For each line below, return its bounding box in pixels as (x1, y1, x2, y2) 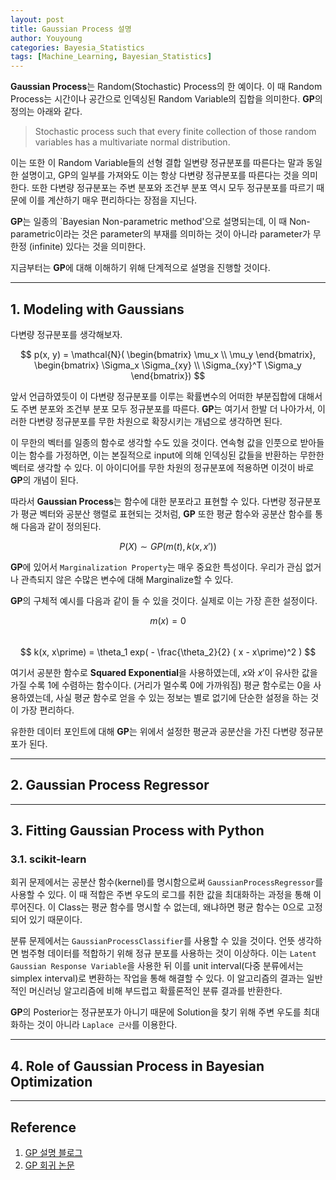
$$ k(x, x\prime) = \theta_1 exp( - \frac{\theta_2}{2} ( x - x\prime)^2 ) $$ (19, 646, 317, 658)
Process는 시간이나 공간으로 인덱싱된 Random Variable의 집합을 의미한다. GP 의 (10, 93, 323, 105)
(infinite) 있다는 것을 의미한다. (28, 241, 147, 253)
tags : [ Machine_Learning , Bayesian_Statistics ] (10, 52, 213, 62)
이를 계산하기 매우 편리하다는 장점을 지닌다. (28, 194, 198, 206)
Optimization (10, 1073, 93, 1090)
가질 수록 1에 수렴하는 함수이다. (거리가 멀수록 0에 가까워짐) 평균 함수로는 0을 (10, 679, 312, 691)
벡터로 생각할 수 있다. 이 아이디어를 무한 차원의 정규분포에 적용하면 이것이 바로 (10, 461, 315, 473)
